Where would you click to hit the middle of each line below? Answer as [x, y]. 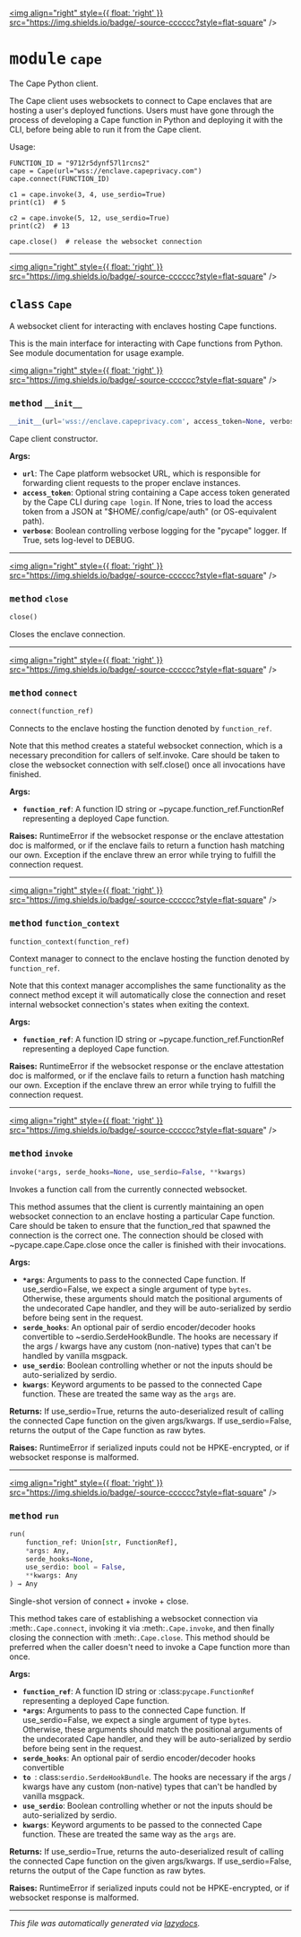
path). [33, 521]
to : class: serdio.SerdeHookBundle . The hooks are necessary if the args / [157, 1777]
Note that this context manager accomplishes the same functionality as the [148, 986]
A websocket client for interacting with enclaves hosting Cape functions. [143, 325]
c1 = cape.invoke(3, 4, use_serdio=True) [88, 195]
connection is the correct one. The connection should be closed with [137, 1235]
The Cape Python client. [54, 83]
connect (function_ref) [52, 712]
